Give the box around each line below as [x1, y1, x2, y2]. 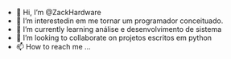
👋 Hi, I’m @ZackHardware [15, 8, 102, 17]
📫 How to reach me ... [15, 42, 91, 51]
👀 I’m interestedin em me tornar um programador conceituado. [15, 16, 224, 26]
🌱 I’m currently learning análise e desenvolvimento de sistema [15, 25, 222, 33]
